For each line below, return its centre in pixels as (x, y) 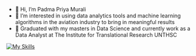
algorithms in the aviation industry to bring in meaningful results (95, 22)
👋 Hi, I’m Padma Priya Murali (50, 9)
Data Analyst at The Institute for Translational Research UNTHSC (96, 35)
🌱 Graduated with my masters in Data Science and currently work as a (103, 28)
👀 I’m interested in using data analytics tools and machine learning (98, 16)
